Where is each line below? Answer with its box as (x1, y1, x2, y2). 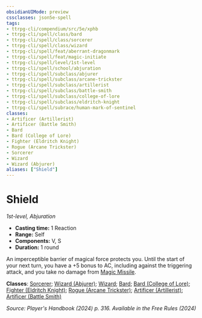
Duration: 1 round (14, 243, 59, 251)
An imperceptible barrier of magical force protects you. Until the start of (6, 256, 185, 263)
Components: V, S (14, 237, 62, 245)
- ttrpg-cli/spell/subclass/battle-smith (6, 88, 112, 94)
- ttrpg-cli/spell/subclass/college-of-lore (6, 93, 120, 99)
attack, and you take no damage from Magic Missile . (6, 268, 137, 276)
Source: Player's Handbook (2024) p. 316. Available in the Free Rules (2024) (6, 305, 197, 312)
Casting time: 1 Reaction (14, 225, 77, 232)
